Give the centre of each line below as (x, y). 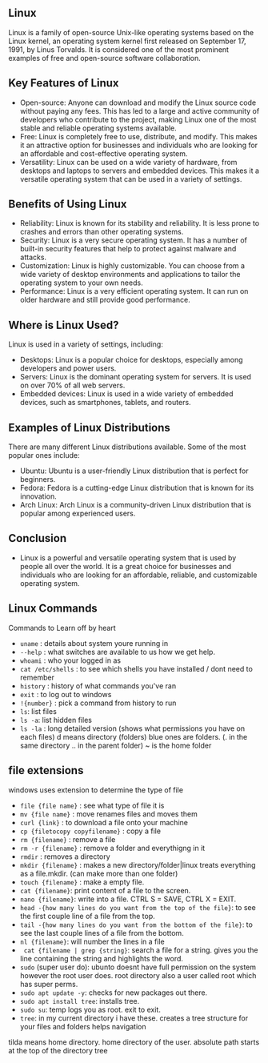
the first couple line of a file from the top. (87, 916)
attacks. (33, 257)
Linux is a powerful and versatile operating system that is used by (128, 558)
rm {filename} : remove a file (68, 839)
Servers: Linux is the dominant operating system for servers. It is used (136, 377)
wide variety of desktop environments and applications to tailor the (130, 275)
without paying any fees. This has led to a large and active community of (140, 110)
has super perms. (49, 984)
